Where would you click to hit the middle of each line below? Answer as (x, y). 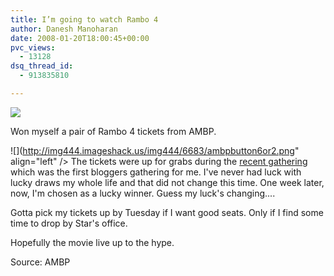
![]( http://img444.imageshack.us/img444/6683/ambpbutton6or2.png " (155, 150)
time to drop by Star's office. (69, 223)
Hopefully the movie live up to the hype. (92, 242)
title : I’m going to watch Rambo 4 (84, 19)
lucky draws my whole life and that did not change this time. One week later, (167, 182)
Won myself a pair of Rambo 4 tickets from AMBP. (113, 131)
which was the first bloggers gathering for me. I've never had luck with (156, 172)
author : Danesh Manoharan (64, 29)
